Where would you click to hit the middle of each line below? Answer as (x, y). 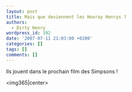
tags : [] (17, 49)
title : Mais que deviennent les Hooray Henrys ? (66, 17)
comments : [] (22, 55)
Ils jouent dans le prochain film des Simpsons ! (62, 71)
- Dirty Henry (28, 28)
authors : (17, 22)
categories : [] (25, 44)
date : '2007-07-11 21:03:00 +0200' (49, 38)
